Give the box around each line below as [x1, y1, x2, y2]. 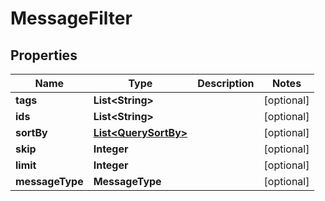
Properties [10, 47, 78, 64]
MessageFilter [10, 7, 133, 30]
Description [197, 77, 255, 90]
